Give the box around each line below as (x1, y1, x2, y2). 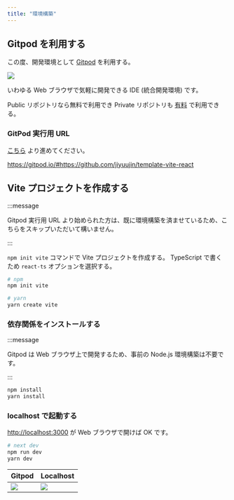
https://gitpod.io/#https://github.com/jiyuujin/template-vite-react (7, 160, 194, 168)
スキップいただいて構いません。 (25, 224, 118, 233)
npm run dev (7, 449, 42, 456)
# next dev (7, 442, 39, 450)
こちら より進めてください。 (7, 146, 89, 154)
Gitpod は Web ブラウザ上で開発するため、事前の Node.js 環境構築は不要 (7, 350, 218, 358)
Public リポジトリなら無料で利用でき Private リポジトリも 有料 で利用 (7, 101, 208, 109)
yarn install (7, 393, 46, 400)
